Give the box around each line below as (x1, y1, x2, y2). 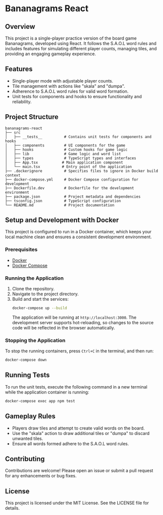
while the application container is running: (5, 389, 89, 395)
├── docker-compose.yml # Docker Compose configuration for (5, 177, 139, 182)
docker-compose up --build (12, 306, 67, 310)
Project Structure (5, 113, 59, 121)
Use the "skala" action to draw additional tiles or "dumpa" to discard (12, 430, 150, 436)
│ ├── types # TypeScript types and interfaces (5, 156, 137, 161)
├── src (5, 130, 21, 135)
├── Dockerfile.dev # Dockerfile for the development (5, 185, 134, 190)
